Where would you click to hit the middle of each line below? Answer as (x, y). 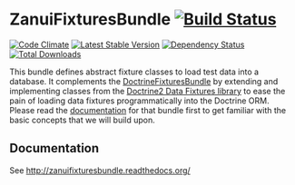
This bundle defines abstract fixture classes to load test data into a (134, 72)
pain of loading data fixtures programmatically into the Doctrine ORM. (139, 101)
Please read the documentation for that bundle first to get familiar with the (148, 110)
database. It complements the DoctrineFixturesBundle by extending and (144, 81)
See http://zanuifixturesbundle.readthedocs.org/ (100, 170)
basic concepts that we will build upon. (83, 120)
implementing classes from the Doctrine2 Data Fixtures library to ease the (147, 91)
